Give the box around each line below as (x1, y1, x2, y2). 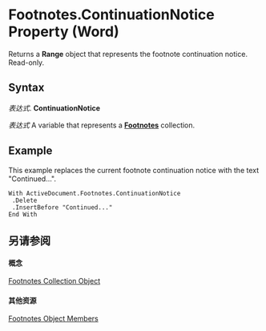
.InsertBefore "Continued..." (11, 203, 113, 212)
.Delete (11, 196, 38, 204)
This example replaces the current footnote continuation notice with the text (8, 165, 260, 175)
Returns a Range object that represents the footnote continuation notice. (8, 49, 248, 59)
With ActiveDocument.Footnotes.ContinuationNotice (8, 189, 181, 197)
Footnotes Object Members (8, 314, 99, 324)
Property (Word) (8, 22, 119, 41)
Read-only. (8, 58, 45, 67)
